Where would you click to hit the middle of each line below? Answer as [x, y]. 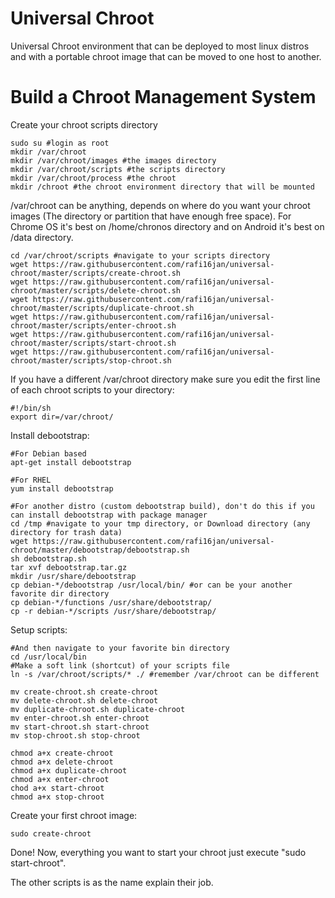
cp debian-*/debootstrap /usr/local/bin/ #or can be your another [151, 585]
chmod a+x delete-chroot [62, 762]
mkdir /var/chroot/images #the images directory [113, 160]
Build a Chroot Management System [163, 97]
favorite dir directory [60, 593]
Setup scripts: [39, 629]
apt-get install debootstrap [71, 462]
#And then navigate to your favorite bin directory [120, 648]
